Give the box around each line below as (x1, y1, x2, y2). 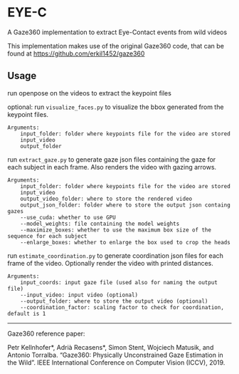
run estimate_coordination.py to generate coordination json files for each (7, 251, 224, 260)
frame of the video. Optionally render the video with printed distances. (7, 259, 213, 267)
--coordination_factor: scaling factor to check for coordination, (20, 303, 224, 311)
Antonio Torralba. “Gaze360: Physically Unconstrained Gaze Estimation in (7, 350, 224, 359)
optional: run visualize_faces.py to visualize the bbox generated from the (7, 103, 224, 111)
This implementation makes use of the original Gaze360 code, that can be (7, 41, 224, 50)
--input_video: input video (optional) (20, 291, 139, 298)
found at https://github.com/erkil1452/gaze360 (7, 49, 145, 58)
